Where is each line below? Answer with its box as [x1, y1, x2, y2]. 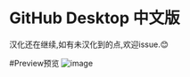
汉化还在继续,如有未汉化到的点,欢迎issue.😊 [9, 39, 169, 50]
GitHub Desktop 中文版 [9, 8, 180, 28]
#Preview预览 [9, 58, 60, 68]
